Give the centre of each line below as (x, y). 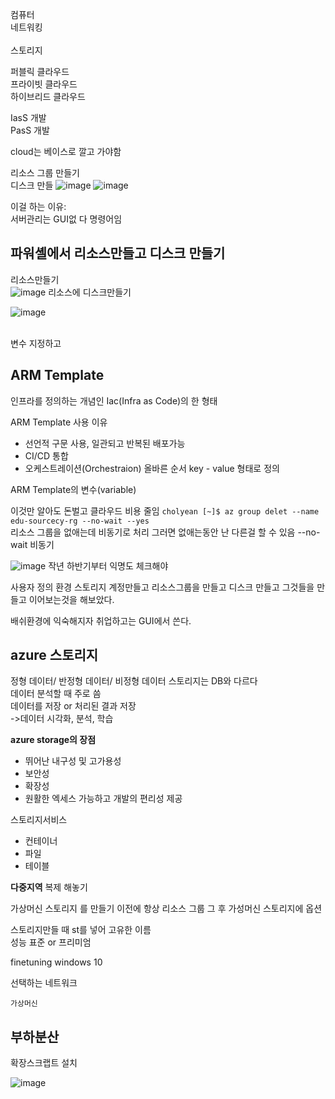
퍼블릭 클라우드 (40, 71)
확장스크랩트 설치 (44, 1063)
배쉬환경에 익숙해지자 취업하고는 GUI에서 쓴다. (101, 620)
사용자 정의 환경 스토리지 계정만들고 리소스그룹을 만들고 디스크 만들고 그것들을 (162, 587)
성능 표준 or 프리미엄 (51, 942)
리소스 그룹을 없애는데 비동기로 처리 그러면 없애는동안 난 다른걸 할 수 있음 (153, 532)
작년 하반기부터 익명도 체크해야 (108, 565)
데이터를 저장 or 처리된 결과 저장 (73, 706)
